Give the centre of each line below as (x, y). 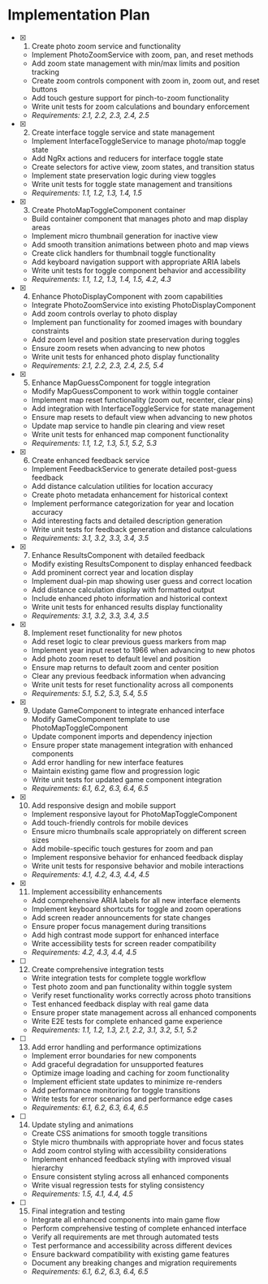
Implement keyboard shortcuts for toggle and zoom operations (136, 909)
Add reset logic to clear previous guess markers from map (129, 641)
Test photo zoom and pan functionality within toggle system (132, 986)
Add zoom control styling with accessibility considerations (129, 1150)
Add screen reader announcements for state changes (121, 917)
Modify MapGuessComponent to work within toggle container (135, 391)
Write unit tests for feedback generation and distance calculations (142, 529)
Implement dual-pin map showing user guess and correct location (142, 581)
